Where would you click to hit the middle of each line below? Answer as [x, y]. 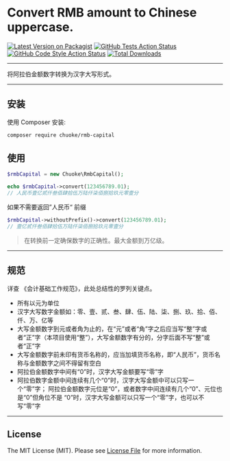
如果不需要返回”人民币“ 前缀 [47, 207]
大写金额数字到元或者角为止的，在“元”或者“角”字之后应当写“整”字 [109, 329]
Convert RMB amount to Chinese [102, 13]
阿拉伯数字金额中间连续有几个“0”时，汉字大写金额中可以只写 [102, 380]
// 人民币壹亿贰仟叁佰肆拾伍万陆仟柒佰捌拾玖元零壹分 [73, 193]
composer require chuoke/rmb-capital [61, 135]
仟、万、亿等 [35, 320]
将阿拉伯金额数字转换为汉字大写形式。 [61, 74]
